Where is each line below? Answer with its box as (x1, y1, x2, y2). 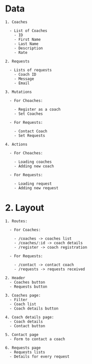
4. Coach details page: (5, 315, 54, 320)
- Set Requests (14, 133, 46, 138)
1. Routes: (5, 218, 28, 224)
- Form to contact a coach (9, 337, 65, 342)
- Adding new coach (14, 163, 54, 169)
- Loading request (14, 181, 52, 186)
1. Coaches (5, 19, 28, 24)
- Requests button (9, 284, 48, 289)
